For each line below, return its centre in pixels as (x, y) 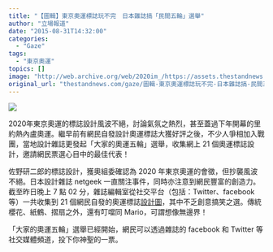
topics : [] (27, 69)
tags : (17, 54)
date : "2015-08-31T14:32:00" (58, 31)
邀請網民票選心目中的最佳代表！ (76, 154)
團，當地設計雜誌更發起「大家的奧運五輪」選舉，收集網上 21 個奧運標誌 (128, 144)
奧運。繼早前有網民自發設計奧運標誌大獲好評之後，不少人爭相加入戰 (150, 133)
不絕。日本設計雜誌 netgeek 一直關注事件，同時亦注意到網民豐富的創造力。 (134, 181)
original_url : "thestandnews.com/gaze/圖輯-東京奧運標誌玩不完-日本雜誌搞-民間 (136, 84)
